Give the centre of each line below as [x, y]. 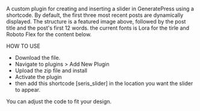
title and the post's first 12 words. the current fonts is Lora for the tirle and [98, 28]
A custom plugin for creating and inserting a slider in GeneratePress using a [100, 9]
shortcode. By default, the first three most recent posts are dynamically [95, 15]
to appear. [28, 90]
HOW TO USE [23, 46]
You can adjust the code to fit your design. [59, 101]
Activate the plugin [38, 77]
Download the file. [38, 58]
